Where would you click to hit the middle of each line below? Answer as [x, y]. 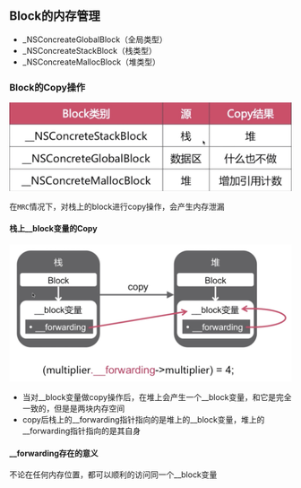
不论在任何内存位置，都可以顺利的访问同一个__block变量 [113, 475]
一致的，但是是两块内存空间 [73, 408]
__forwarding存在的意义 [54, 453]
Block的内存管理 [55, 16]
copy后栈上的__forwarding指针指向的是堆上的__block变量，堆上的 [143, 419]
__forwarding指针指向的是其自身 [82, 431]
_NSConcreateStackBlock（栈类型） [89, 50]
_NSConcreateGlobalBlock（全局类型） [95, 39]
